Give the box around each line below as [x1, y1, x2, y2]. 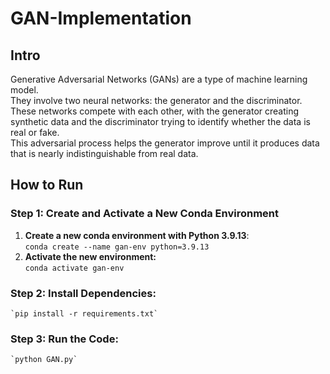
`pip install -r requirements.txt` [10, 308, 159, 319]
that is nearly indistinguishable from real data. [10, 148, 199, 159]
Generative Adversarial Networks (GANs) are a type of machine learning [10, 73, 308, 85]
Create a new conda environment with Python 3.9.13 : [24, 229, 250, 241]
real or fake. [10, 127, 60, 138]
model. [10, 84, 39, 96]
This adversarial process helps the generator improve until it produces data [10, 137, 320, 149]
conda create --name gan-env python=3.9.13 [24, 242, 210, 252]
